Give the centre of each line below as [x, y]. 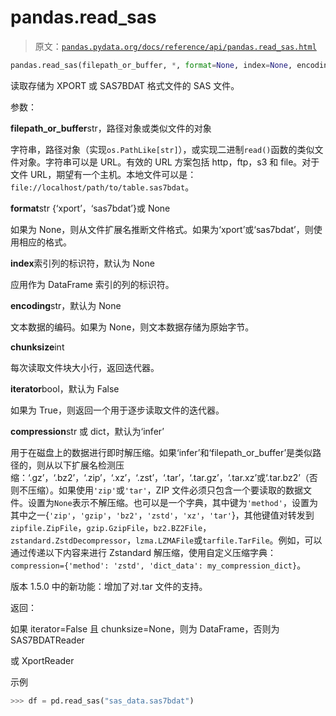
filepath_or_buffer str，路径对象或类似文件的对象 [111, 128]
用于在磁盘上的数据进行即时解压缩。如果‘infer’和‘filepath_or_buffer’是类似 [161, 452]
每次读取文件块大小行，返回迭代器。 [85, 367]
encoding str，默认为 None [66, 305]
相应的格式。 [45, 242]
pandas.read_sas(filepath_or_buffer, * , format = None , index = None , [151, 65]
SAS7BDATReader [47, 640]
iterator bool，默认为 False [65, 388]
